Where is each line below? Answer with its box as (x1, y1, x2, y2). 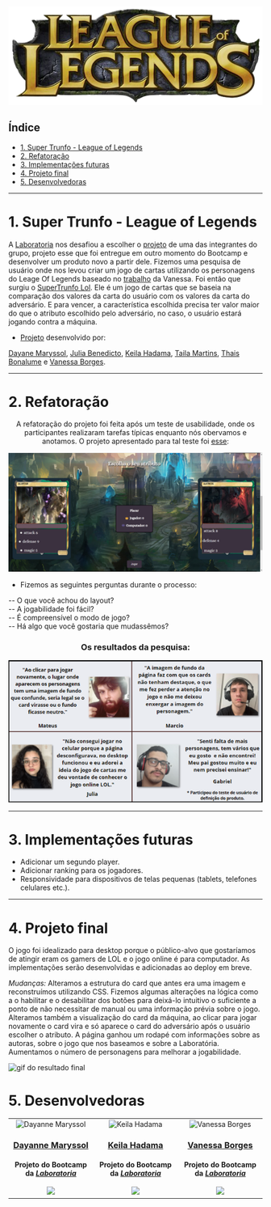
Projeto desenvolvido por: (19, 332, 106, 342)
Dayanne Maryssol (13, 1140, 89, 1151)
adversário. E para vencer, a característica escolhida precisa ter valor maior (8, 299, 260, 309)
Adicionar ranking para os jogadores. (19, 866, 144, 875)
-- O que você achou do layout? (8, 595, 115, 605)
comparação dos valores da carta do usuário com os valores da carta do (8, 290, 250, 301)
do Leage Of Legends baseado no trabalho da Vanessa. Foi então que (8, 273, 241, 283)
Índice (8, 121, 40, 135)
